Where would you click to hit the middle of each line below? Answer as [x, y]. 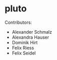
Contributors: [18, 22]
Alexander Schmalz [32, 32]
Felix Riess [23, 48]
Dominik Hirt [25, 42]
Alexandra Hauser [30, 37]
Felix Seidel [24, 53]
